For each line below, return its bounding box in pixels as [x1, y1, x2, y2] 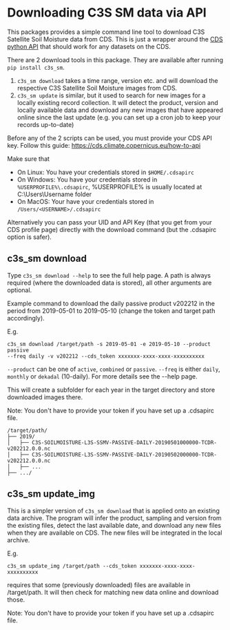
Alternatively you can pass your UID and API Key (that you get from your [7, 218, 212, 226]
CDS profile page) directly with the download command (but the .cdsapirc [7, 225, 217, 233]
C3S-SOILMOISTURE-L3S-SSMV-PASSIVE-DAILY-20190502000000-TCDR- [32, 451, 217, 458]
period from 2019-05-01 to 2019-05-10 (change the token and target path [7, 306, 216, 315]
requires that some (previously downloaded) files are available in [7, 580, 191, 589]
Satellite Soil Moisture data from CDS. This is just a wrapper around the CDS [7, 35, 223, 43]
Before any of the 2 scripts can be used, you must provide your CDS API [7, 133, 212, 142]
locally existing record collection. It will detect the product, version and [17, 98, 218, 106]
